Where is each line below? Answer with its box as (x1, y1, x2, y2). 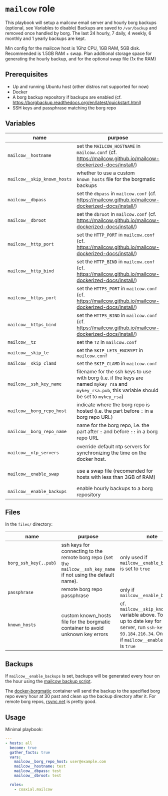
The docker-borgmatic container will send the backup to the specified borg (5, 688, 160, 694)
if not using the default (61, 572, 114, 579)
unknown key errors (61, 631, 108, 638)
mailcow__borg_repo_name (7, 428, 67, 434)
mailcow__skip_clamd (7, 360, 56, 366)
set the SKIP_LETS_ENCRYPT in (76, 347, 143, 354)
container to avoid (61, 625, 104, 632)
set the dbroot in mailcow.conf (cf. (76, 210, 156, 217)
